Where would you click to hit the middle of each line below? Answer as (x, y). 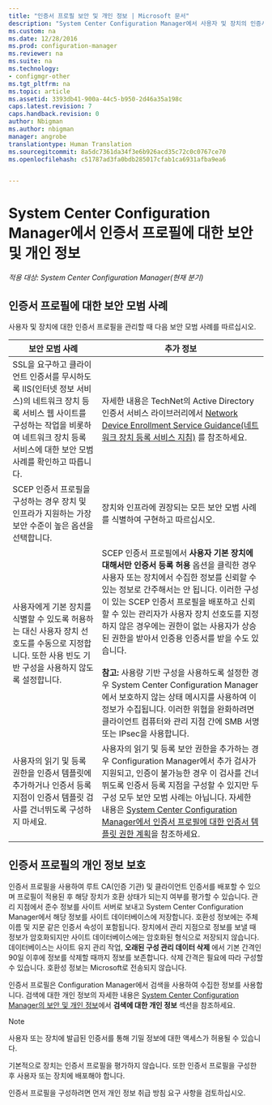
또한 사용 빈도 (56, 656)
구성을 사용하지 (49, 668)
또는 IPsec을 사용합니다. (145, 733)
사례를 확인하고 (40, 462)
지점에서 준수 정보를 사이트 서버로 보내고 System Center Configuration (130, 906)
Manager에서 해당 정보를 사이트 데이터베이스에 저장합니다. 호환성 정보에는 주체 (134, 917)
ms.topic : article (39, 91)
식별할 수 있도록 (41, 619)
